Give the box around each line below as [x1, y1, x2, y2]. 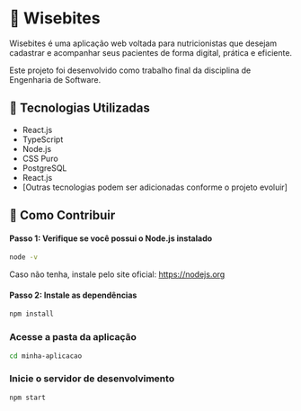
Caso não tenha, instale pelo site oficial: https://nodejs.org [9, 269, 226, 280]
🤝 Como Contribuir [9, 208, 116, 223]
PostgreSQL [22, 162, 67, 174]
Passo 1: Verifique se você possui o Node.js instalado [9, 233, 213, 244]
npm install [9, 309, 54, 318]
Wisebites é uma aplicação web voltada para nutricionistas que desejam [9, 38, 277, 49]
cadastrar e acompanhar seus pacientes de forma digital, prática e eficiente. [9, 47, 293, 58]
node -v [9, 253, 39, 262]
